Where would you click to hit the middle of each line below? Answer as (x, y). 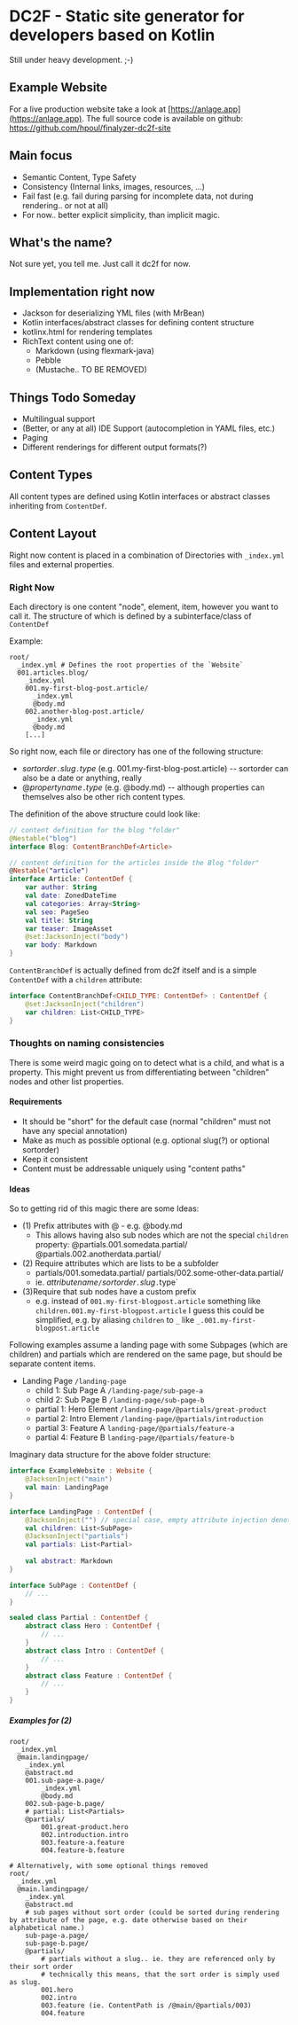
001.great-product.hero (85, 1827)
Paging (35, 438)
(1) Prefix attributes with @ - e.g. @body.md (102, 1226)
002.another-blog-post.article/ (85, 711)
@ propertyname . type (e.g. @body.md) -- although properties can (143, 787)
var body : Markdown (61, 945)
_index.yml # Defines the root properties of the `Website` (130, 665)
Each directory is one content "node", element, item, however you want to (144, 606)
